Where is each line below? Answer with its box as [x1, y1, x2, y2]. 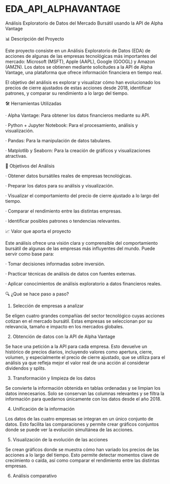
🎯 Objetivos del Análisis [5, 162, 55, 169]
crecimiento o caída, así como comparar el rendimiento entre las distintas [5, 457, 160, 464]
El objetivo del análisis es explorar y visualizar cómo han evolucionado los [5, 79, 161, 85]
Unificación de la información [12, 406, 75, 412]
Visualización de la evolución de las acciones [12, 436, 108, 443]
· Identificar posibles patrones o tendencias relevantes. [5, 218, 121, 224]
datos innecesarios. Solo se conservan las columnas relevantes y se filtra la [5, 390, 164, 396]
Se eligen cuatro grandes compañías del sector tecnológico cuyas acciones [5, 312, 165, 319]
